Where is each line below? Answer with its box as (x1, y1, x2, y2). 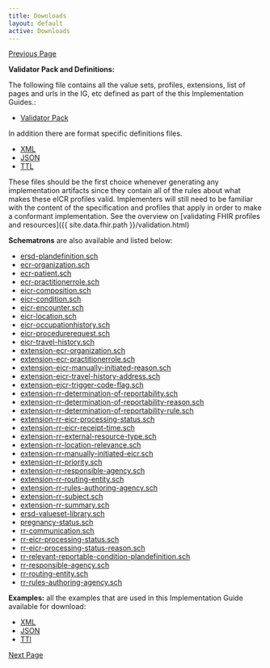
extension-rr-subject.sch (19, 492, 103, 502)
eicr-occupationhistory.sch (19, 320, 111, 330)
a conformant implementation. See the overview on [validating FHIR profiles (8, 212, 261, 221)
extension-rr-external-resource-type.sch (19, 431, 157, 441)
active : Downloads (8, 27, 70, 35)
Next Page (8, 650, 44, 660)
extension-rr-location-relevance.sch (19, 440, 141, 450)
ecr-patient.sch (19, 268, 72, 279)
